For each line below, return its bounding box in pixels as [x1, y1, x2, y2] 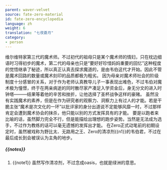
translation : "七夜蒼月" [5, 30, 54, 35]
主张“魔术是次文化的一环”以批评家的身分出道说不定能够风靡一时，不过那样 [9, 103, 162, 109]
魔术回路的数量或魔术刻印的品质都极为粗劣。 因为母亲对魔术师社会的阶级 [9, 73, 159, 79]
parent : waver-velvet [5, 7, 50, 12]
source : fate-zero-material [5, 12, 64, 17]
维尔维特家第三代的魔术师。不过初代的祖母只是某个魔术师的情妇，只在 [5, 54, 149, 60]
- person [5, 40, 23, 45]
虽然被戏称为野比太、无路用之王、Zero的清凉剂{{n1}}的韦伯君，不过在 [18, 128, 162, 134]
